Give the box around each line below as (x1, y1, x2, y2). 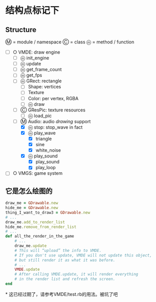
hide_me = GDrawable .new (5, 205, 58, 211)
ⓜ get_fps (20, 72, 42, 78)
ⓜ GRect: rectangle (20, 78, 62, 84)
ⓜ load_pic (28, 112, 52, 119)
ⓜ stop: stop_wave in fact (28, 124, 83, 130)
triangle (35, 135, 52, 142)
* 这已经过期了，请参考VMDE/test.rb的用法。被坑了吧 (5, 291, 118, 297)
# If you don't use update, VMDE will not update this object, (14, 252, 152, 258)
